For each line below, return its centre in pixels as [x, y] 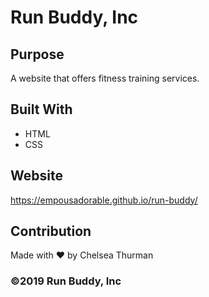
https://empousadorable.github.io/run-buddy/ [104, 200]
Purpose [37, 54]
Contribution [51, 231]
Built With [41, 109]
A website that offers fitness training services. [105, 78]
